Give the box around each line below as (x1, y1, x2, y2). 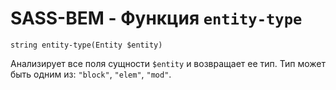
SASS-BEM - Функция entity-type (10, 7, 303, 30)
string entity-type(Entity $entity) (10, 40, 163, 50)
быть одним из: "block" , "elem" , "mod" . (10, 68, 172, 80)
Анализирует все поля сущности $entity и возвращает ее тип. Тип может (10, 57, 326, 69)
